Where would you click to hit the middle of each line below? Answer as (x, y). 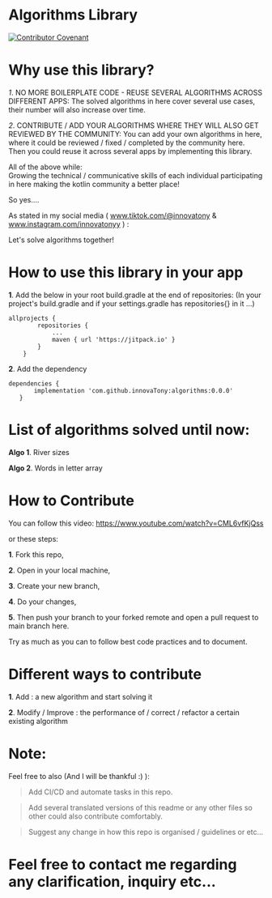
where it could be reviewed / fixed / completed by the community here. (127, 143)
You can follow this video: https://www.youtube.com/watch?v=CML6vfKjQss (136, 523)
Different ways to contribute (105, 674)
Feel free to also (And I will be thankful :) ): (79, 776)
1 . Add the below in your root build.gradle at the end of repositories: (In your (135, 295)
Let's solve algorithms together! (62, 240)
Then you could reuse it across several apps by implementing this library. (130, 151)
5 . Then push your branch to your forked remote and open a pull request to (134, 617)
